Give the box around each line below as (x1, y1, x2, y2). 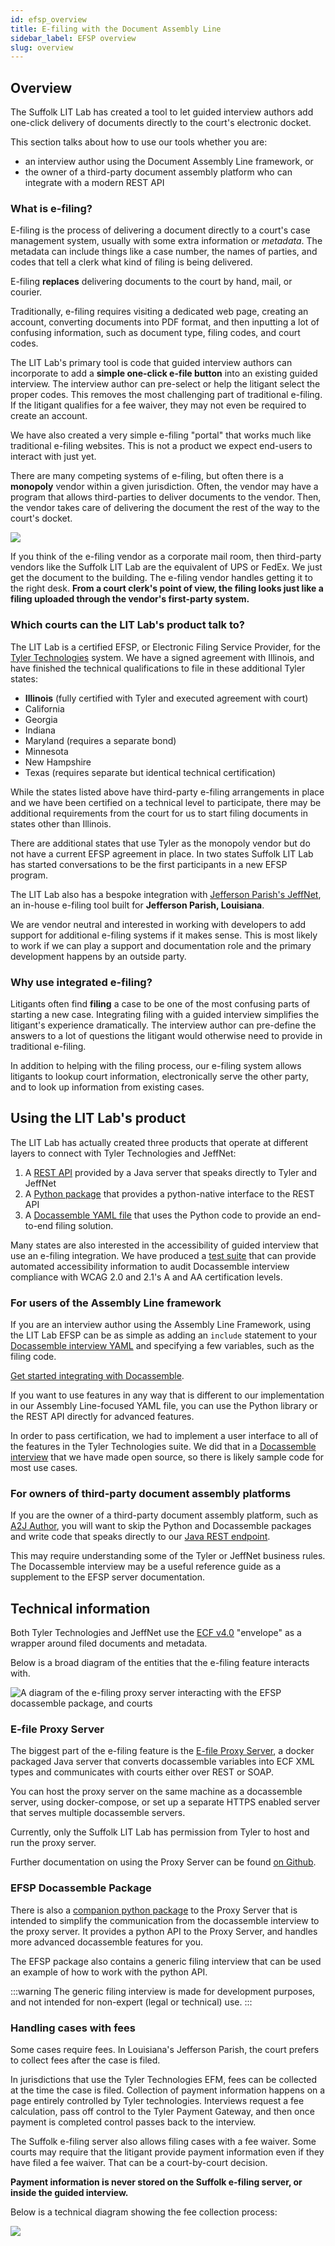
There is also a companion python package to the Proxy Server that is (10, 1904, 298, 1916)
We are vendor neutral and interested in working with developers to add (10, 918, 307, 930)
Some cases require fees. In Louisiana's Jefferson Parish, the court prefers (10, 2044, 320, 2056)
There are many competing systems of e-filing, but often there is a (10, 470, 284, 482)
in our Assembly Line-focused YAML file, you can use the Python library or (10, 1400, 318, 1412)
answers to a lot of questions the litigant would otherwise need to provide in (10, 1029, 323, 1041)
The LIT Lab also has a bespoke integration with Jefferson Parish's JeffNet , (10, 888, 322, 900)
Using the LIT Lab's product (10, 1110, 187, 1127)
